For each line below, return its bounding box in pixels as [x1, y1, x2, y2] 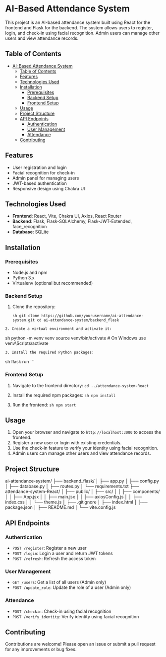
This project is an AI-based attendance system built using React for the [5, 19, 151, 25]
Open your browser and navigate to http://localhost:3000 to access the [12, 429, 162, 435]
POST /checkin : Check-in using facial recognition [12, 608, 111, 614]
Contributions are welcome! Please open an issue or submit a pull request [5, 641, 156, 647]
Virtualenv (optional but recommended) [12, 280, 93, 286]
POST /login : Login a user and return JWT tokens [12, 550, 113, 556]
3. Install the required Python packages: [5, 350, 94, 355]
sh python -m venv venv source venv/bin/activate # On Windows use [5, 335, 146, 341]
